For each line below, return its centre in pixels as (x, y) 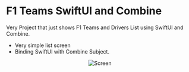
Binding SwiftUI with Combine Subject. (62, 51)
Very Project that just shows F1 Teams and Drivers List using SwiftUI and (95, 27)
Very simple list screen (43, 45)
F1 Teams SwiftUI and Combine (84, 11)
